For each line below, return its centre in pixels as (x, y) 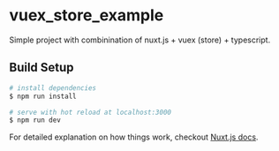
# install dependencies (53, 88)
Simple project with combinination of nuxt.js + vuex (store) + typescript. (140, 40)
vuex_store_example (87, 15)
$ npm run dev (35, 120)
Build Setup (41, 68)
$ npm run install (43, 96)
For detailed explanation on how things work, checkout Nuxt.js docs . (134, 137)
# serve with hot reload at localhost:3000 (90, 112)
